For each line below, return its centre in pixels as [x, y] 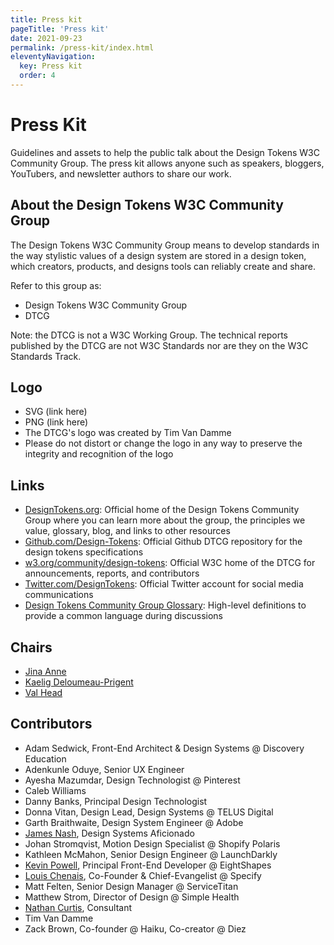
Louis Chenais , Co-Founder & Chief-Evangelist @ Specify [143, 875]
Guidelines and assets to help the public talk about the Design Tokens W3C [165, 152]
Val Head [43, 693]
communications [59, 595]
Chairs [31, 647]
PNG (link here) [56, 422]
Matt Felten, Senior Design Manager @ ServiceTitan [131, 886]
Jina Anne [45, 672]
